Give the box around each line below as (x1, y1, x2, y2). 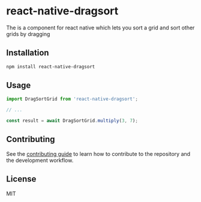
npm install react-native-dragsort (6, 64, 95, 70)
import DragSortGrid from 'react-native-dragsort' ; (6, 96, 138, 102)
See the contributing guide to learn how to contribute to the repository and (6, 150, 191, 157)
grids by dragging (6, 30, 50, 37)
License (6, 174, 37, 184)
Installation (6, 48, 49, 58)
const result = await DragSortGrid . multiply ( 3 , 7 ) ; (6, 118, 138, 124)
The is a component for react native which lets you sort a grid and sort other (6, 24, 195, 31)
